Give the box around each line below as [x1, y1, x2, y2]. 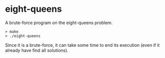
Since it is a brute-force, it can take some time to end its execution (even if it [5, 42, 160, 48]
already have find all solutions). [5, 47, 69, 53]
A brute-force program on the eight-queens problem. [5, 20, 113, 26]
